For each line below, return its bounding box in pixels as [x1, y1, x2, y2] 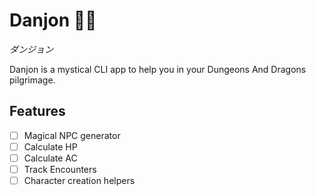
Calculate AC [23, 152, 78, 164]
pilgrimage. [9, 74, 56, 86]
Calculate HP [23, 140, 78, 153]
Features [9, 103, 66, 120]
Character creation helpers [23, 175, 136, 186]
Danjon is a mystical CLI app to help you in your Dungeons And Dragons [9, 63, 307, 75]
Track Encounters [23, 163, 97, 175]
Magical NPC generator [23, 129, 121, 141]
